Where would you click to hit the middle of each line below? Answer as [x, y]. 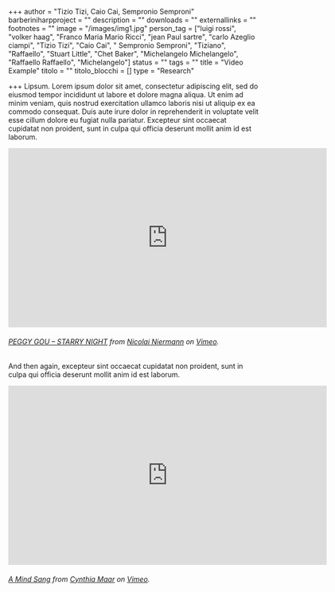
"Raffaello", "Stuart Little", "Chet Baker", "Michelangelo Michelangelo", [123, 54]
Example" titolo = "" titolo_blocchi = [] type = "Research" [101, 71]
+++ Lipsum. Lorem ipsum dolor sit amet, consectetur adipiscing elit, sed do [133, 86]
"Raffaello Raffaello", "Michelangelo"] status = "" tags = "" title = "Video [126, 62]
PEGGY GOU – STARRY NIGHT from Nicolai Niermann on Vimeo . [114, 341]
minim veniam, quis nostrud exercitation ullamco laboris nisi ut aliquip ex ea [132, 103]
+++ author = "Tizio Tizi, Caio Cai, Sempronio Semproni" [101, 12]
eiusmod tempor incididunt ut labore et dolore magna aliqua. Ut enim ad [126, 94]
